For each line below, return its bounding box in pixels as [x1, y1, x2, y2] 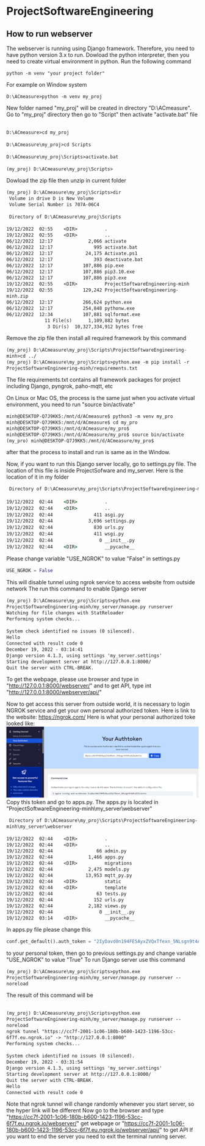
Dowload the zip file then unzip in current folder [6, 177, 126, 184]
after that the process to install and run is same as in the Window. [6, 449, 171, 455]
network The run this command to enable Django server [6, 585, 147, 592]
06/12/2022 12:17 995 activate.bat [6, 244, 138, 250]
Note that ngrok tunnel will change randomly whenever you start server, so [6, 1100, 195, 1108]
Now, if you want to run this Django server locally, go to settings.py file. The [6, 460, 197, 468]
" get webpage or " [76, 1120, 125, 1127]
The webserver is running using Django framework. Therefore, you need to [6, 45, 195, 52]
